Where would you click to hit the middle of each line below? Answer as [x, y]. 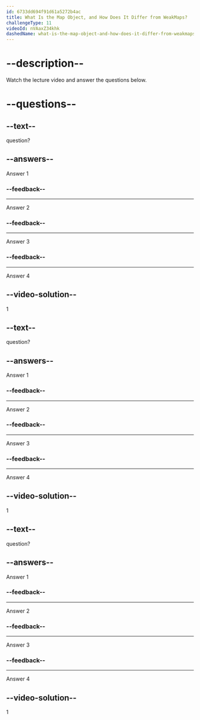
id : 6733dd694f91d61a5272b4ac [44, 12]
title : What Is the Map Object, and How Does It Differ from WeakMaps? [97, 17]
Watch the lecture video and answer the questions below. [76, 80]
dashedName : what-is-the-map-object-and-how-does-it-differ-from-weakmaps [101, 34]
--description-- [45, 64]
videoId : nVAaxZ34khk [33, 28]
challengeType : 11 [29, 23]
